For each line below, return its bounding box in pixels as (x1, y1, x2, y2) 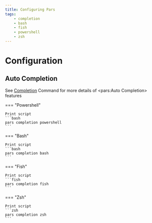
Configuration (5, 56, 63, 66)
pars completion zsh (5, 212, 47, 217)
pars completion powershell (5, 120, 62, 125)
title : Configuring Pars (5, 7, 55, 12)
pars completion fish (5, 181, 49, 186)
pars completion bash (5, 150, 49, 156)
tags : (5, 12, 16, 17)
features (5, 93, 22, 98)
